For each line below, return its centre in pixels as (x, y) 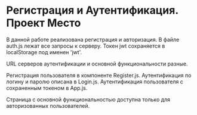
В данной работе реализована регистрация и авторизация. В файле (93, 39)
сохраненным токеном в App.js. (47, 88)
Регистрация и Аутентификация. (92, 10)
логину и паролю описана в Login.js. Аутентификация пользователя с (95, 82)
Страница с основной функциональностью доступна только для (88, 100)
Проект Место (44, 23)
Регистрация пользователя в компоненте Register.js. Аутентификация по (99, 75)
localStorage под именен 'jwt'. (44, 52)
